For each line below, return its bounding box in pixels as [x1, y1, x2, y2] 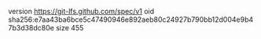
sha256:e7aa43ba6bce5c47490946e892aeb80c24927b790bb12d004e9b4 [8, 15, 254, 24]
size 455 [56, 23, 84, 32]
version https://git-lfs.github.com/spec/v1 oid [8, 7, 155, 16]
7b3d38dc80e [8, 23, 55, 32]
